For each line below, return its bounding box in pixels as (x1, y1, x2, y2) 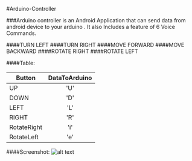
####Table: (6, 60, 35, 66)
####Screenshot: (6, 148, 50, 156)
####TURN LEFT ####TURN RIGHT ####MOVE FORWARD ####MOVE (6, 42, 185, 48)
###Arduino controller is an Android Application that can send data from (6, 17, 186, 24)
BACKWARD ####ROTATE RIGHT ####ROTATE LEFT (6, 48, 138, 55)
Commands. (6, 30, 37, 37)
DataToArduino (48, 74, 92, 82)
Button (16, 74, 36, 82)
